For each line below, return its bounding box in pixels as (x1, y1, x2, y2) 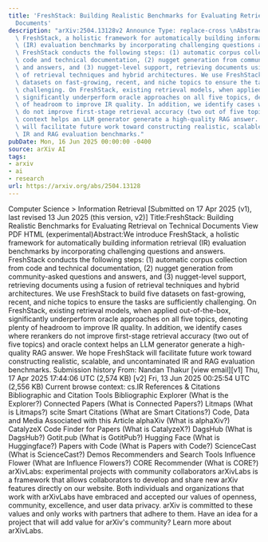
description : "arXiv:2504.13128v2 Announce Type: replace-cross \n (8, 26, 238, 34)
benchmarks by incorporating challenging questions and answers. (8, 246, 226, 256)
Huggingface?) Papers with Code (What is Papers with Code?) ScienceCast (8, 441, 257, 450)
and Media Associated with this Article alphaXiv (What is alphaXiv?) (8, 415, 231, 425)
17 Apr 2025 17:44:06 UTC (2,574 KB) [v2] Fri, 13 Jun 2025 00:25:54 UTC (8, 373, 250, 383)
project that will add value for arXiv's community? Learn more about (8, 517, 232, 527)
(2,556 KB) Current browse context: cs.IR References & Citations (8, 382, 221, 391)
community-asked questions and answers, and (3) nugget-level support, (8, 272, 247, 281)
